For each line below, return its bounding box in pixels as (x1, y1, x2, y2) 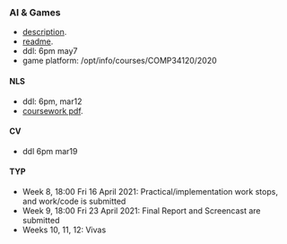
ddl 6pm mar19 (22, 145, 78, 156)
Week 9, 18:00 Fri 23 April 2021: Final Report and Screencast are (22, 205, 262, 216)
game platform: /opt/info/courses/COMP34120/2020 (22, 56, 217, 66)
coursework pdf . (22, 105, 83, 116)
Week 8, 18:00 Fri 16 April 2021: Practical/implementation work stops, (22, 186, 278, 196)
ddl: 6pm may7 (22, 46, 78, 57)
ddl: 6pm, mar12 (22, 96, 83, 107)
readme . (22, 36, 54, 47)
